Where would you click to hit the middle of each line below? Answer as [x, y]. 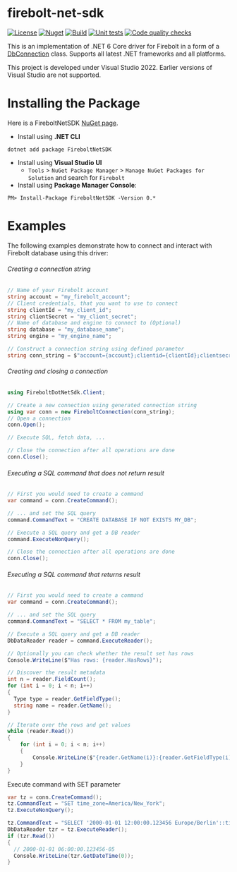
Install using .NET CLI [49, 136]
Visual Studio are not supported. [54, 75]
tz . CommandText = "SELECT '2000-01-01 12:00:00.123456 [90, 823]
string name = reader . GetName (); [63, 706]
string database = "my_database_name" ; [66, 329]
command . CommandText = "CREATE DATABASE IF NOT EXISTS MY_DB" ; [102, 520]
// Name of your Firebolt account [58, 291]
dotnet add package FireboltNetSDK [60, 150]
